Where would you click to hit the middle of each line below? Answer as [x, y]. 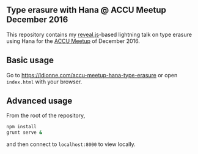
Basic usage [30, 60]
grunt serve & [24, 133]
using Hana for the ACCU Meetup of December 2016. [73, 41]
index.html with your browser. [44, 82]
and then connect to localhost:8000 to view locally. [71, 144]
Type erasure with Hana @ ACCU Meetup [86, 10]
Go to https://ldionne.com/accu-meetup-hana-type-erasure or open [92, 75]
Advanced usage [39, 101]
